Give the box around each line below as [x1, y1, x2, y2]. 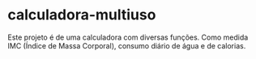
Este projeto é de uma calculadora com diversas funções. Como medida [7, 32, 249, 42]
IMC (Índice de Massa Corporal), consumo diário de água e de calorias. [7, 40, 246, 50]
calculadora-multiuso [7, 6, 156, 24]
